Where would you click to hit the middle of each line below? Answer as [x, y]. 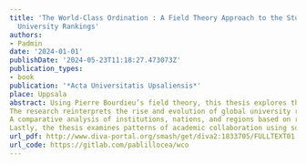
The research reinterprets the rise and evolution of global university [150, 111]
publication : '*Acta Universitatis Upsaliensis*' [106, 86]
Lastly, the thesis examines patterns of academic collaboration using [148, 128]
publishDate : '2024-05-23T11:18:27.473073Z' [95, 60]
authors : [26, 35]
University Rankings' [59, 26]
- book [22, 77]
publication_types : [46, 69]
